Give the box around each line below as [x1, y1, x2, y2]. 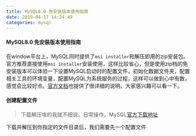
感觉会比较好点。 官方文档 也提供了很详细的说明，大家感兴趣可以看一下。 [6, 82, 182, 89]
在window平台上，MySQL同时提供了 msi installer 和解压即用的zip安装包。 [6, 52, 189, 59]
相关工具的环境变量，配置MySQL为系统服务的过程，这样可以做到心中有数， [6, 75, 191, 82]
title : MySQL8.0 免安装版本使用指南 [6, 8, 89, 15]
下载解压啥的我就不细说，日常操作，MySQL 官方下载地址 [20, 111, 158, 118]
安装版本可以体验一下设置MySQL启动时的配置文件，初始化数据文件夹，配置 [6, 67, 191, 74]
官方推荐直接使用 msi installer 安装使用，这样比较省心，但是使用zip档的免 [6, 60, 188, 67]
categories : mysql [6, 19, 52, 25]
